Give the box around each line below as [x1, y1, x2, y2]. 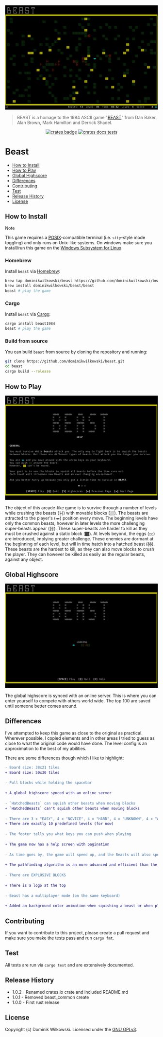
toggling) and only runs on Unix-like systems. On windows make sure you [5, 240, 152, 246]
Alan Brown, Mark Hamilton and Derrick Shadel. [16, 120, 113, 125]
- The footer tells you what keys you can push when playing [5, 832, 131, 837]
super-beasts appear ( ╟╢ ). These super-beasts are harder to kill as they [5, 525, 148, 531]
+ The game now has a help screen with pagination [5, 842, 110, 847]
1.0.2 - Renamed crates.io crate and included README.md [12, 989, 129, 995]
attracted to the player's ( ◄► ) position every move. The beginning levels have [5, 515, 158, 521]
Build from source [5, 338, 48, 344]
